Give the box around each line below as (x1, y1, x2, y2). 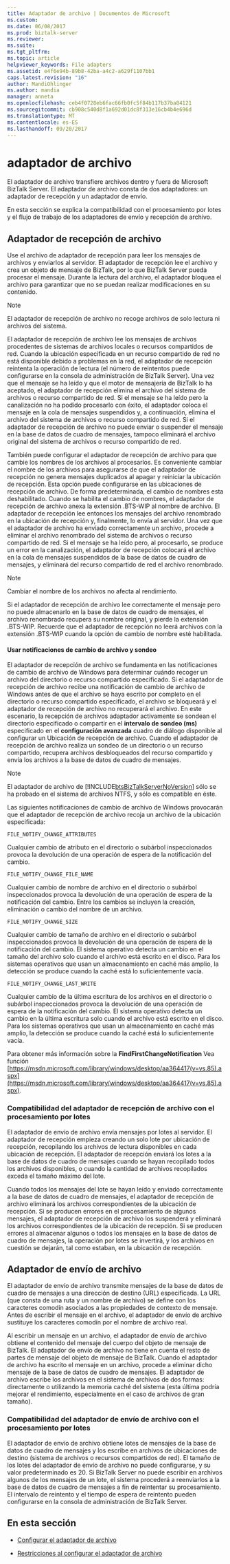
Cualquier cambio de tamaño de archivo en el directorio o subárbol (7, 931, 197, 939)
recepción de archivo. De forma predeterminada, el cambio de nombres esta (7, 487, 224, 496)
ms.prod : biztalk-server (7, 29, 78, 36)
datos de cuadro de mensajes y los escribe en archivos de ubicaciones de (7, 1446, 218, 1455)
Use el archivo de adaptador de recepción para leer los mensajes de (7, 251, 200, 260)
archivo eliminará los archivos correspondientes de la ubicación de (7, 1199, 197, 1208)
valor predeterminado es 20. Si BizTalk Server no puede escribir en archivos (7, 1468, 223, 1477)
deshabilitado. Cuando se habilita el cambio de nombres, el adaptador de (7, 495, 214, 503)
